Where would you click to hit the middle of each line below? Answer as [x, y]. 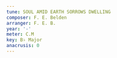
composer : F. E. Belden [37, 18]
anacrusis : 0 [23, 46]
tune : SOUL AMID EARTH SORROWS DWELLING [59, 12]
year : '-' [19, 29]
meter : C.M [20, 34]
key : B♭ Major [25, 40]
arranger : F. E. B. [31, 23]
